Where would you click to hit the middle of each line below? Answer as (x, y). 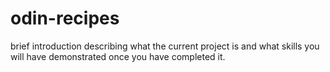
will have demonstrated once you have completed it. (118, 56)
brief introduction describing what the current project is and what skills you (165, 46)
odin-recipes (65, 18)
